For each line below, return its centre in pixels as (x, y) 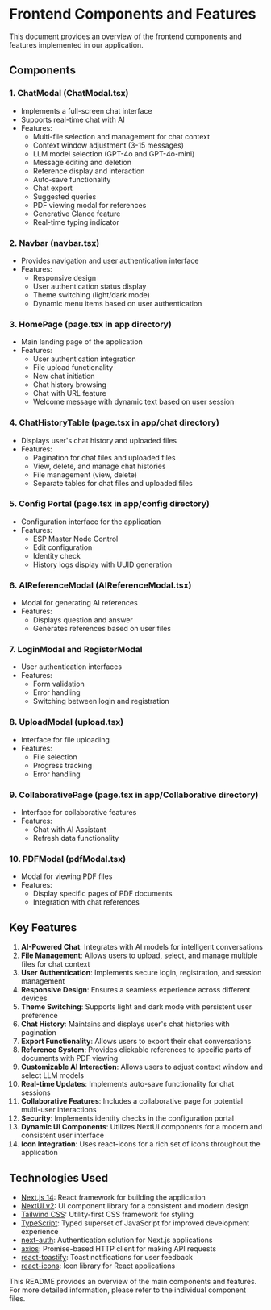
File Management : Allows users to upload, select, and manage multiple (139, 955)
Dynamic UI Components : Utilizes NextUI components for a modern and (142, 1127)
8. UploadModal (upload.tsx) (67, 722)
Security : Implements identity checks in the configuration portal (127, 1118)
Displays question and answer (83, 620)
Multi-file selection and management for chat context (121, 136)
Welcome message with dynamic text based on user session (133, 402)
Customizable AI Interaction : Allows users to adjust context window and (142, 1067)
